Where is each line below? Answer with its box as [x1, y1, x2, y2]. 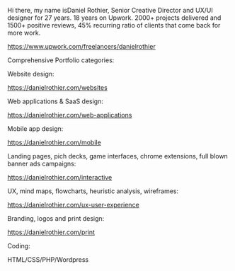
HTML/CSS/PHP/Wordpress [7, 255, 89, 264]
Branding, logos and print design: [7, 214, 105, 222]
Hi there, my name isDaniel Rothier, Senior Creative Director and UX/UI [7, 6, 214, 14]
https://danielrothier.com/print [7, 228, 96, 236]
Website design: [7, 70, 55, 78]
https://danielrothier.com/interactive [7, 173, 113, 181]
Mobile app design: [7, 125, 64, 133]
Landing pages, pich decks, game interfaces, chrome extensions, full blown [7, 152, 228, 160]
